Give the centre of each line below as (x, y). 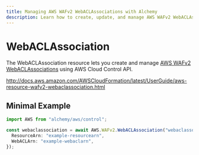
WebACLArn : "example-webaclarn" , (53, 141)
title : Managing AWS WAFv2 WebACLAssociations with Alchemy (82, 12)
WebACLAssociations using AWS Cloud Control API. (70, 69)
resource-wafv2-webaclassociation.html (56, 87)
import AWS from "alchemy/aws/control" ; (57, 119)
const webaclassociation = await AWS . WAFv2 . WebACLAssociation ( (86, 130)
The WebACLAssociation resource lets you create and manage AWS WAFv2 (99, 63)
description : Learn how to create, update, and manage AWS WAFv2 (88, 17)
